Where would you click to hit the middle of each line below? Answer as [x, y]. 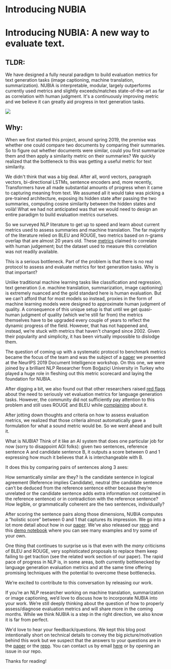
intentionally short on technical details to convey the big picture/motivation [84, 635]
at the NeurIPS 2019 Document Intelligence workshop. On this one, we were [85, 363]
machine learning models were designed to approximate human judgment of [86, 304]
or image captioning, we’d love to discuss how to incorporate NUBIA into [81, 598]
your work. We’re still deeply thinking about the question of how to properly [85, 603]
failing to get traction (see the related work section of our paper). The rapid [84, 556]
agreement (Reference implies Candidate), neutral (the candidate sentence [84, 482]
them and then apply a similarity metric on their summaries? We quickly [80, 156]
